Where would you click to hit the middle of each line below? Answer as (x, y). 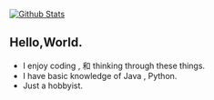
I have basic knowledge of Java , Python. (100, 75)
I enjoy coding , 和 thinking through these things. (114, 65)
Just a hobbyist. (53, 85)
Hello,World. (46, 42)
